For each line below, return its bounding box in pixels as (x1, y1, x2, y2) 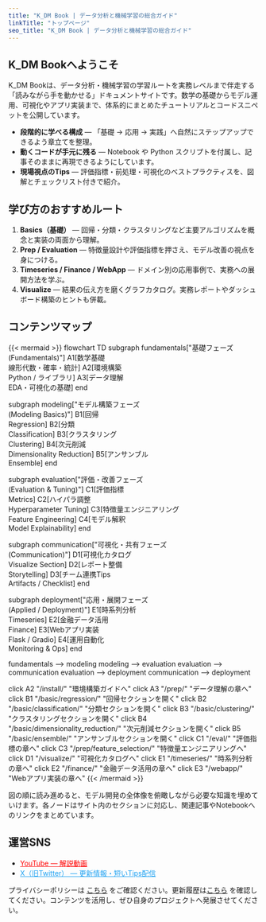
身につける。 (19, 255, 62, 264)
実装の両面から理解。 (33, 235, 104, 244)
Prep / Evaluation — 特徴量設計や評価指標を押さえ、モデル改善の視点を (19, 245, 256, 255)
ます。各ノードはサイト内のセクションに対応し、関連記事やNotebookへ (21, 800, 256, 810)
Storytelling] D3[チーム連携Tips (8, 570, 111, 579)
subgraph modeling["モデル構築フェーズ (8, 399, 141, 409)
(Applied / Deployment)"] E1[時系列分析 (8, 605, 137, 614)
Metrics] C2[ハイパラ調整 (8, 494, 91, 504)
